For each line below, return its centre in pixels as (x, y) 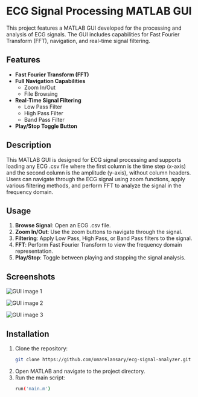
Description (29, 145)
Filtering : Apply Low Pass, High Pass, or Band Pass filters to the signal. (104, 238)
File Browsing (41, 94)
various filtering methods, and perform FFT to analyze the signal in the (94, 185)
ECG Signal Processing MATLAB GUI (99, 11)
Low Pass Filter (43, 107)
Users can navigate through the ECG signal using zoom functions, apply (96, 179)
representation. (34, 251)
